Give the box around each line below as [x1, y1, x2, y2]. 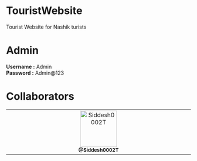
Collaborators [6, 90, 74, 103]
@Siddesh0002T [78, 146, 119, 153]
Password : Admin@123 [6, 69, 64, 76]
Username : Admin [6, 63, 52, 70]
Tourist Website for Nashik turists [6, 23, 87, 30]
